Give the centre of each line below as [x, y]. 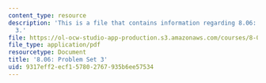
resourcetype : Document [47, 52]
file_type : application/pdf [55, 45]
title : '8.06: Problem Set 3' [58, 60]
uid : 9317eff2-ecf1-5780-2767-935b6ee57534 [81, 67]
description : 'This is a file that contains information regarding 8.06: [133, 23]
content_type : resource [47, 15]
